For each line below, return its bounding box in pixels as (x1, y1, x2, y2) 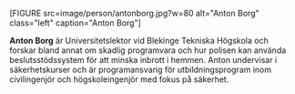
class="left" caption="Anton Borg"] (9, 17, 141, 28)
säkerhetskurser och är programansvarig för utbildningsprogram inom (9, 64, 272, 75)
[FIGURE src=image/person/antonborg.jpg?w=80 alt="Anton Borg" (9, 8, 259, 18)
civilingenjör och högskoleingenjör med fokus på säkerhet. (9, 74, 229, 85)
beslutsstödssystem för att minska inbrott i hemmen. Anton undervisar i (9, 55, 278, 65)
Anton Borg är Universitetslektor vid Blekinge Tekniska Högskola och (9, 36, 269, 46)
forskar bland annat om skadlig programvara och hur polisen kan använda (9, 45, 287, 56)
